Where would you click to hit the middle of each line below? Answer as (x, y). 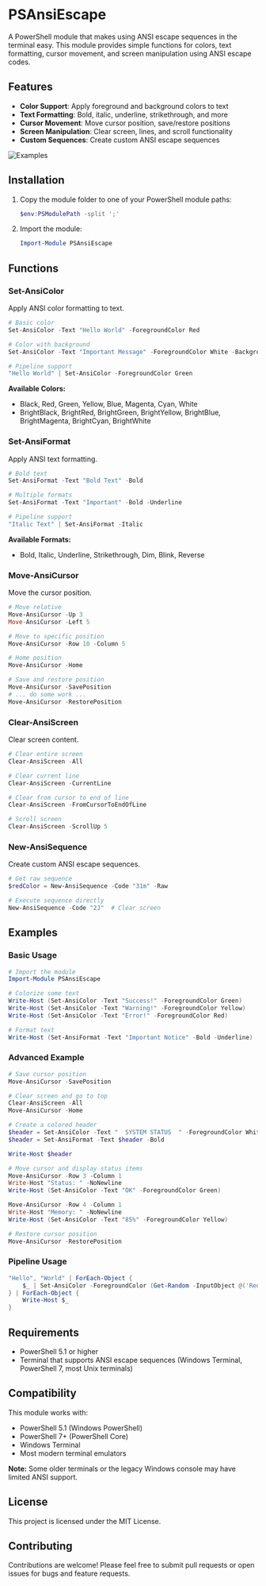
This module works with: (48, 1412)
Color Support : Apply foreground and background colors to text (124, 106)
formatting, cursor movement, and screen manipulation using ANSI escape (130, 53)
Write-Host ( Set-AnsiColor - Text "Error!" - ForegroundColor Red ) (118, 1015)
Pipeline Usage (38, 1262)
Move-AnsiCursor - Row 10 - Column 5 (67, 644)
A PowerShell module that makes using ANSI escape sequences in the (123, 37)
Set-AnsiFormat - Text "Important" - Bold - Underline (95, 503)
